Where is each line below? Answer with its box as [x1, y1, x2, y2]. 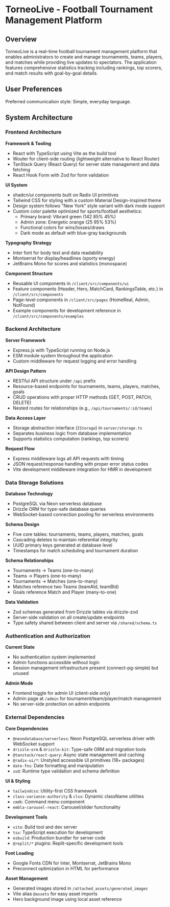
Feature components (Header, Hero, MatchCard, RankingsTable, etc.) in [12, 285, 163, 292]
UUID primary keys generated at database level [12, 542, 112, 548]
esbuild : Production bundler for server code [12, 834, 106, 841]
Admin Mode [5, 680, 33, 686]
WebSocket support [12, 740, 55, 747]
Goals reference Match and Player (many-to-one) [12, 589, 116, 595]
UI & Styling [5, 778, 31, 784]
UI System [5, 182, 28, 188]
